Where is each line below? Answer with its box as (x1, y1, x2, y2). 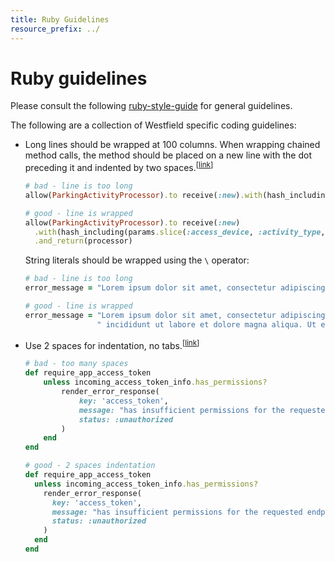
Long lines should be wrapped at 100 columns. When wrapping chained (24, 139, 321, 151)
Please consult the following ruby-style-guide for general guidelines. (10, 100, 293, 112)
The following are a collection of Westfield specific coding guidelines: (10, 119, 297, 131)
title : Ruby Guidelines (10, 14, 110, 25)
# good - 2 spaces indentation (24, 461, 156, 471)
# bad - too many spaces (24, 359, 129, 369)
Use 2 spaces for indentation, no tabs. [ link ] (24, 337, 200, 351)
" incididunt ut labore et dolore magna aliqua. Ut (96, 319, 317, 330)
